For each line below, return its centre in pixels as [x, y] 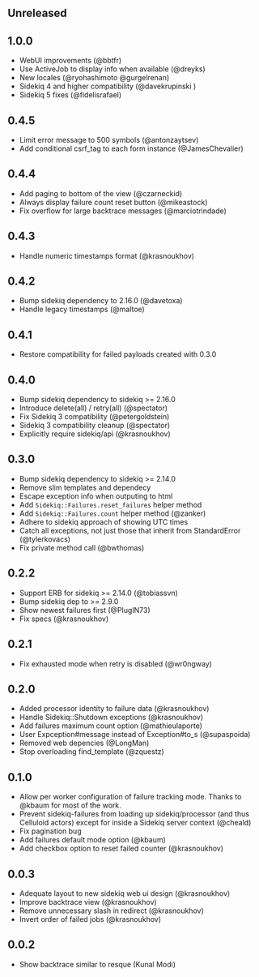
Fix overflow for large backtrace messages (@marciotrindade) [123, 211]
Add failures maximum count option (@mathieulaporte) [111, 726]
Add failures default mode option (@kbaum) [93, 840]
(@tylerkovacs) [45, 539]
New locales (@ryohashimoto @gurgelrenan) [94, 78]
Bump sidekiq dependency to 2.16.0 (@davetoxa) [101, 301]
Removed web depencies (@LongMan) [84, 743]
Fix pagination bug [50, 831]
